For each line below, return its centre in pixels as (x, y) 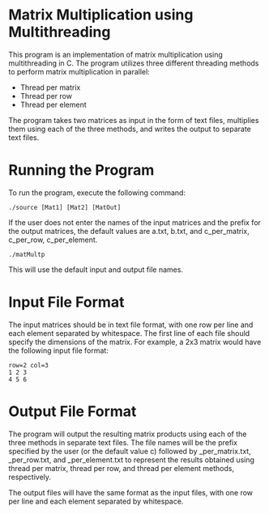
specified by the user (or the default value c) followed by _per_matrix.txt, (130, 451)
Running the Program (81, 170)
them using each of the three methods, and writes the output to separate (130, 129)
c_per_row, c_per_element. (53, 240)
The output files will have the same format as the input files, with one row (131, 492)
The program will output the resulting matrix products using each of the (128, 434)
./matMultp (27, 254)
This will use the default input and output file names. (96, 270)
